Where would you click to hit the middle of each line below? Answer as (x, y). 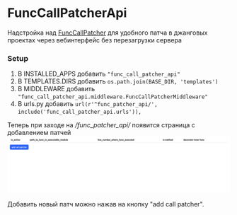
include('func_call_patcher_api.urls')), (79, 112)
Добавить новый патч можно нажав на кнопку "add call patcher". (106, 204)
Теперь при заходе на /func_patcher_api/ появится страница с (102, 125)
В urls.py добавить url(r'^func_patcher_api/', (87, 104)
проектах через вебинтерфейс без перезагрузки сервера (95, 40)
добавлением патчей (39, 133)
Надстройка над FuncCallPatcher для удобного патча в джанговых (108, 33)
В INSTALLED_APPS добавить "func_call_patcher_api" (99, 74)
